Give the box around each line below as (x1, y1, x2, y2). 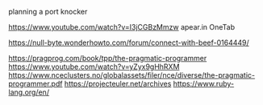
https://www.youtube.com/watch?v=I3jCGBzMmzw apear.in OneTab (8, 22, 236, 31)
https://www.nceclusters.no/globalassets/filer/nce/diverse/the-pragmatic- (8, 71, 256, 79)
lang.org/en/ (8, 87, 50, 97)
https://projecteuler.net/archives (64, 79, 172, 88)
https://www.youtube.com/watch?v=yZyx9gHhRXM (8, 62, 180, 71)
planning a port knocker (8, 7, 88, 16)
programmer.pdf (8, 79, 63, 88)
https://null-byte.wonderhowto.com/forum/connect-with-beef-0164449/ (8, 38, 250, 47)
